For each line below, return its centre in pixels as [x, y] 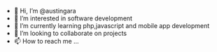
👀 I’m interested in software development [73, 18]
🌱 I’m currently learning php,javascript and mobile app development [112, 26]
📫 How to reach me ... [46, 41]
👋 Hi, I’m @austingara [45, 11]
